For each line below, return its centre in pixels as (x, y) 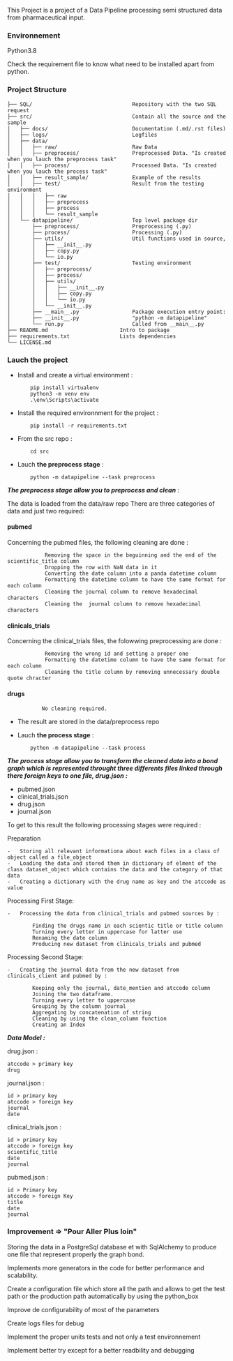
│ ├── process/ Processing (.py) (95, 232)
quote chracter (29, 678)
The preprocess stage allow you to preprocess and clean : (93, 490)
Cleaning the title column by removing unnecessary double (132, 672)
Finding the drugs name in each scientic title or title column (128, 926)
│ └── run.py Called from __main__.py (106, 324)
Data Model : (26, 1037)
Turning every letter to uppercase (84, 1000)
